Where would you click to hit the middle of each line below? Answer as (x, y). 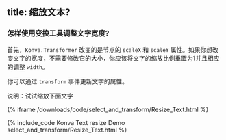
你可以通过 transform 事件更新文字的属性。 (68, 81)
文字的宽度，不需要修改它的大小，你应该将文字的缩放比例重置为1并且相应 (116, 58)
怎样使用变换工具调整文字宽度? (58, 33)
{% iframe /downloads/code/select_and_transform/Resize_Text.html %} (108, 109)
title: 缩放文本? (39, 12)
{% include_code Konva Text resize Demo (66, 122)
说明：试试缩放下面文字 (40, 96)
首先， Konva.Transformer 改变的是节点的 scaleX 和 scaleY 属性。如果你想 (110, 49)
